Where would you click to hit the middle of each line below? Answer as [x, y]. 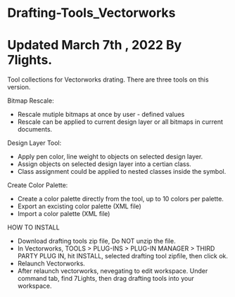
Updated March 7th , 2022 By [95, 45]
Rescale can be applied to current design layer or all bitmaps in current [120, 122]
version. [19, 87]
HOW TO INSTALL [33, 227]
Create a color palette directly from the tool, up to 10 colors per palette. [120, 199]
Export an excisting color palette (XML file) [80, 206]
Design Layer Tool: [34, 143]
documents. [35, 129]
